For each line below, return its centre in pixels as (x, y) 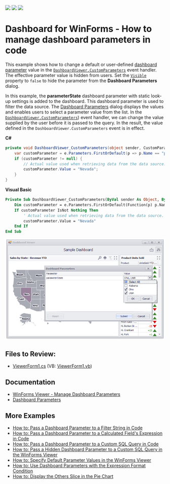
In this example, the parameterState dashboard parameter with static (78, 96)
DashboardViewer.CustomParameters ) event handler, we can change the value (84, 117)
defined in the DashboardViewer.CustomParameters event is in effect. (75, 128)
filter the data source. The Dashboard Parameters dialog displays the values (84, 106)
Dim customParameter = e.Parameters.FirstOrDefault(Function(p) (83, 205)
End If (21, 226)
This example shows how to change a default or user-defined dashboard (81, 64)
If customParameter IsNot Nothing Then (56, 210)
